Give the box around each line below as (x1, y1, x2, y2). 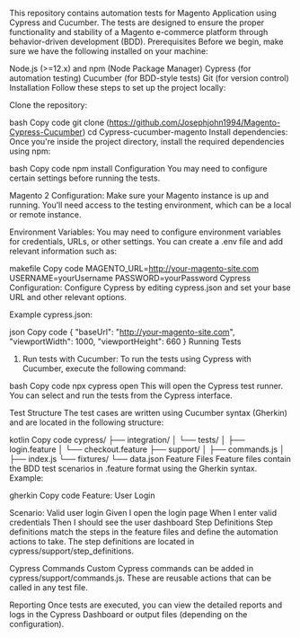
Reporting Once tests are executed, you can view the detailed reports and (9, 599, 283, 610)
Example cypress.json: (9, 309, 93, 320)
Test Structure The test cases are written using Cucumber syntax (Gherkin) (9, 408, 287, 418)
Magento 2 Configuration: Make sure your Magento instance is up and (9, 191, 269, 200)
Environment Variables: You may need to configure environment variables (9, 226, 281, 237)
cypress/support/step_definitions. (9, 545, 135, 556)
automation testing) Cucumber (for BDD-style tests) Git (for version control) (9, 73, 289, 84)
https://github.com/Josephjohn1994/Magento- (109, 117, 281, 128)
